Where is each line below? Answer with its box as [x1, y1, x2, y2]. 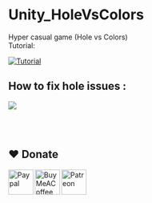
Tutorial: [8, 40, 36, 50]
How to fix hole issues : [8, 79, 126, 93]
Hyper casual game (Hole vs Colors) [8, 32, 128, 42]
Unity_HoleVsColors [8, 6, 144, 24]
